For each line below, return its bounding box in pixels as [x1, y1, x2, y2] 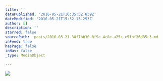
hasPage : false [5, 44, 37, 49]
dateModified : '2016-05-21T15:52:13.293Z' [5, 16, 94, 21]
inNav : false [5, 48, 32, 53]
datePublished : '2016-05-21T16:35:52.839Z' [5, 12, 97, 17]
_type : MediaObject [5, 53, 46, 58]
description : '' [5, 26, 39, 30]
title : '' [5, 7, 26, 12]
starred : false [5, 30, 37, 35]
